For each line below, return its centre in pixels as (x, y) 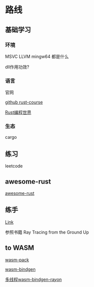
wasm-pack (17, 260)
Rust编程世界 (18, 112)
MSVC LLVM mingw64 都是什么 (37, 56)
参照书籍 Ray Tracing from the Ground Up (47, 232)
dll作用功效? (17, 67)
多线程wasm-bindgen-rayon (34, 279)
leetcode (14, 166)
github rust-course (24, 102)
